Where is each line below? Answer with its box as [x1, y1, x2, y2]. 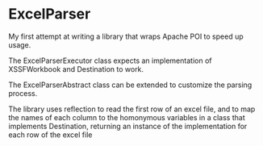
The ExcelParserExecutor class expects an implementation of [8, 56, 212, 65]
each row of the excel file [8, 130, 93, 140]
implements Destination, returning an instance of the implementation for [8, 121, 248, 131]
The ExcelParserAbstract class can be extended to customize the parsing [8, 80, 253, 90]
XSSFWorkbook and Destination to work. [8, 64, 144, 73]
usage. [8, 40, 31, 49]
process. [8, 88, 38, 98]
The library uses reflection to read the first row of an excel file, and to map [8, 104, 256, 114]
